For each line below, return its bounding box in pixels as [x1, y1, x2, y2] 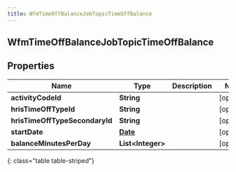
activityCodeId [11, 93, 62, 102]
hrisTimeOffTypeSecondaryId [11, 115, 112, 125]
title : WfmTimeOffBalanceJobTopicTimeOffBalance [7, 10, 152, 18]
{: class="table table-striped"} [7, 156, 95, 165]
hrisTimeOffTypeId [11, 104, 75, 114]
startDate [11, 127, 44, 137]
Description [171, 81, 212, 91]
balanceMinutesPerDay [11, 138, 91, 148]
